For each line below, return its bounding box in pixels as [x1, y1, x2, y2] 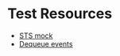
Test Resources [7, 5, 113, 23]
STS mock [18, 31, 53, 40]
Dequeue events [18, 39, 73, 48]
